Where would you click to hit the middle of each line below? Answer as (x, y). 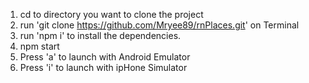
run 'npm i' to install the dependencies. (100, 35)
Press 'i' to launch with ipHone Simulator (103, 67)
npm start (39, 46)
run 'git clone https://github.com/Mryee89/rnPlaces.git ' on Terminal (159, 25)
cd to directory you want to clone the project (111, 14)
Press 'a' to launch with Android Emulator (105, 57)
